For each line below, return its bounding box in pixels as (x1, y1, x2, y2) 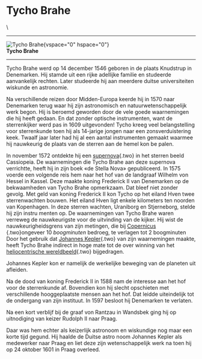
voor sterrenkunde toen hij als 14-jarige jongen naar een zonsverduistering (6, 127, 191, 134)
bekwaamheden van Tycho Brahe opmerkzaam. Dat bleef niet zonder (6, 184, 179, 191)
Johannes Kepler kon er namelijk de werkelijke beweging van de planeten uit (6, 260, 196, 267)
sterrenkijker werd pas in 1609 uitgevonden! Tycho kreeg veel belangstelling (6, 121, 195, 128)
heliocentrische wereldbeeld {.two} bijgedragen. (6, 248, 124, 255)
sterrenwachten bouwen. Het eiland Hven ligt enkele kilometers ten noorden (6, 196, 195, 204)
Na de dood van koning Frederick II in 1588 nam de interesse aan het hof (6, 278, 186, 285)
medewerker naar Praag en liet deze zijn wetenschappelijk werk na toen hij (6, 339, 192, 346)
